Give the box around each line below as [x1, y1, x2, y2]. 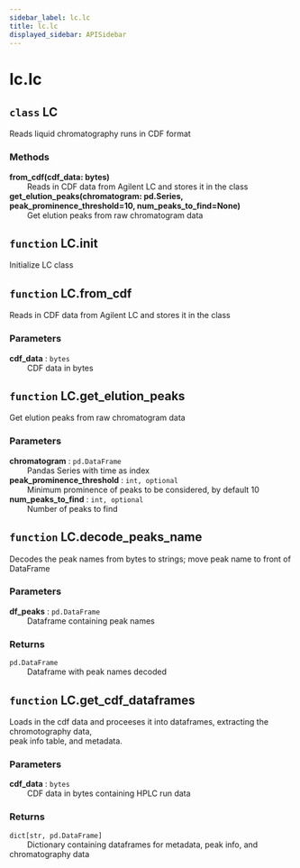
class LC [9, 105, 59, 120]
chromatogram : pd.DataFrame [9, 455, 122, 466]
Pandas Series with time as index [26, 465, 150, 476]
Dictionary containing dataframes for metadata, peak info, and [26, 839, 259, 850]
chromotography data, [9, 726, 93, 736]
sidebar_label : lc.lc [9, 13, 91, 23]
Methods [9, 151, 50, 163]
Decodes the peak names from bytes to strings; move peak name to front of [9, 553, 291, 564]
